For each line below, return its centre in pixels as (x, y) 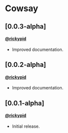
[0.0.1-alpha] (25, 103)
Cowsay (22, 8)
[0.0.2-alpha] (26, 65)
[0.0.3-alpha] (26, 26)
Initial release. (26, 126)
